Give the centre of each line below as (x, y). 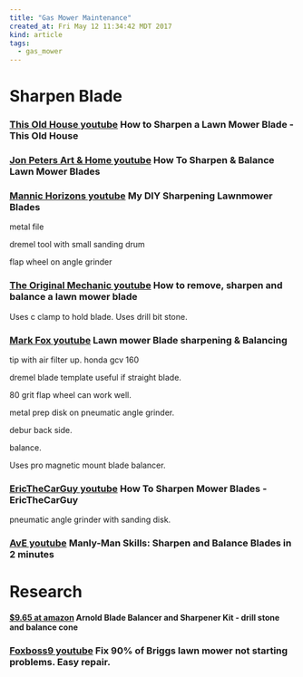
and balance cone (44, 627)
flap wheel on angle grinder (61, 262)
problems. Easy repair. (60, 662)
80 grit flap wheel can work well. (70, 395)
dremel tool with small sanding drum (77, 245)
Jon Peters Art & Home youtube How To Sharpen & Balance (142, 160)
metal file (27, 227)
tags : (20, 43)
